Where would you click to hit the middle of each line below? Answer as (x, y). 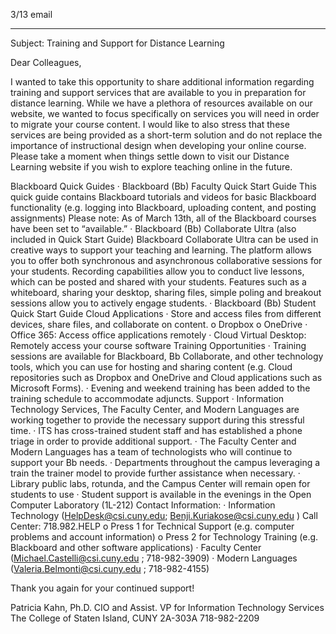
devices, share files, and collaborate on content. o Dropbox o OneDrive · (159, 324)
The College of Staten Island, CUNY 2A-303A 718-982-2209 (135, 618)
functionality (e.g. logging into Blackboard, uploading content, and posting (163, 207)
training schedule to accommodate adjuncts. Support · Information (147, 398)
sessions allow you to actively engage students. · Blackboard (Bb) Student (163, 303)
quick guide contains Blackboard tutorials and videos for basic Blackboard (163, 197)
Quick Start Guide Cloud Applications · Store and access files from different (166, 313)
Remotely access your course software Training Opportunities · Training (158, 345)
